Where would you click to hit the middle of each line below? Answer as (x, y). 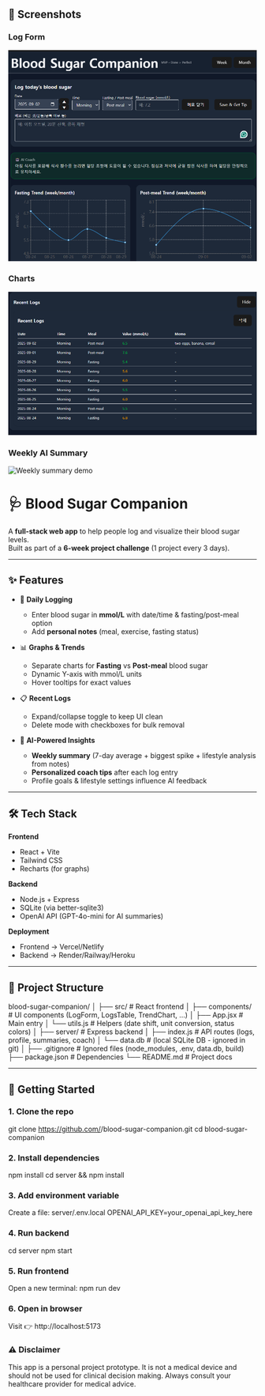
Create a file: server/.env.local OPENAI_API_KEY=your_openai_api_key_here (131, 1213)
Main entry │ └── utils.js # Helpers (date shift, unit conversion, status (121, 1024)
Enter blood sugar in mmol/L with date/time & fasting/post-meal (135, 614)
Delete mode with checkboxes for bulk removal (108, 725)
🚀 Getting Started (52, 1089)
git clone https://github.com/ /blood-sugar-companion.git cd (106, 1129)
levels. (19, 539)
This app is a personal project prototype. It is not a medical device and (123, 1367)
